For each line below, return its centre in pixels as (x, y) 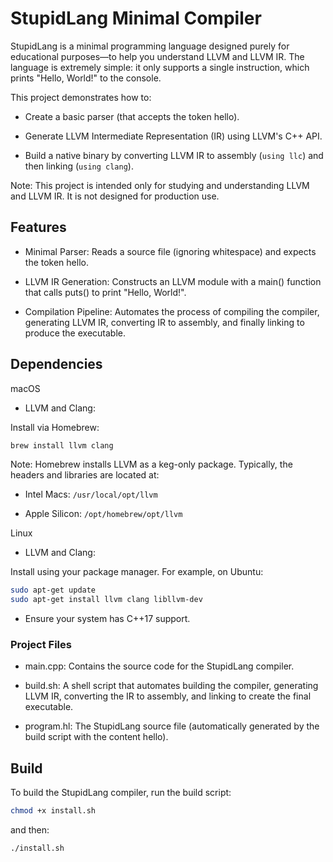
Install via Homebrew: (55, 427)
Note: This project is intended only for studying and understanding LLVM (160, 185)
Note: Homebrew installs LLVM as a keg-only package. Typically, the (151, 464)
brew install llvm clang (62, 445)
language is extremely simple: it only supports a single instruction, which (160, 67)
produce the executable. (75, 333)
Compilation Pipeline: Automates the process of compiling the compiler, (172, 311)
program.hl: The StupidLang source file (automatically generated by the (172, 726)
